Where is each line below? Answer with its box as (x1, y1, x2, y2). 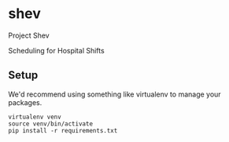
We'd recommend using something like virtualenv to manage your (8, 89, 222, 99)
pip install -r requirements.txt (8, 126, 118, 134)
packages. (8, 97, 42, 107)
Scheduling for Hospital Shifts (8, 46, 105, 55)
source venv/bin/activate (8, 119, 93, 128)
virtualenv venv (8, 113, 61, 121)
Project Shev (8, 31, 50, 40)
